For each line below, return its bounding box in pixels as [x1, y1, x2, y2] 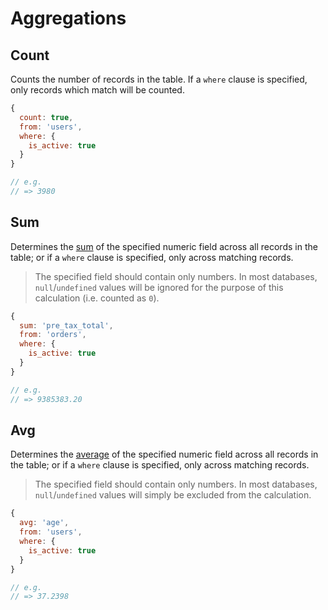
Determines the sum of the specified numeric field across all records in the [10, 240, 318, 252]
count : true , [19, 112, 74, 122]
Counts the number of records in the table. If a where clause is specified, [10, 73, 308, 85]
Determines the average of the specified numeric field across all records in [10, 448, 319, 461]
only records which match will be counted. [10, 84, 185, 96]
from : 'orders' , [19, 330, 87, 340]
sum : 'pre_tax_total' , [19, 320, 114, 331]
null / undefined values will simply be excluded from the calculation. [34, 489, 312, 501]
